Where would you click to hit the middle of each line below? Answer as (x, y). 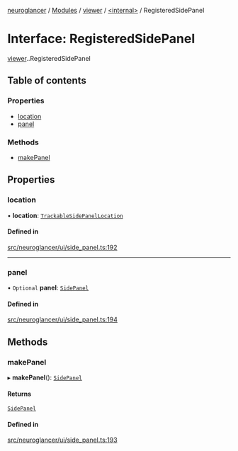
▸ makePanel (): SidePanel (45, 377)
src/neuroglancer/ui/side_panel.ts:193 (63, 440)
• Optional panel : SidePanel (48, 288)
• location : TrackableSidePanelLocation (66, 215)
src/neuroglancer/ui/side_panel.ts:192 (63, 247)
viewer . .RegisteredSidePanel (49, 58)
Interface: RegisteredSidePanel (101, 39)
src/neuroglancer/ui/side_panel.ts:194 (63, 320)
